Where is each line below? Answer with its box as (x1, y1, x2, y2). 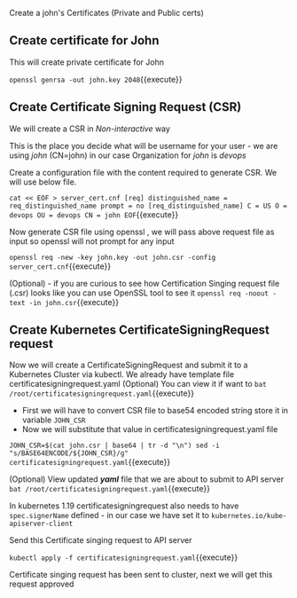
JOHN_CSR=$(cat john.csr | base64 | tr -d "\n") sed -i (9, 441, 220, 451)
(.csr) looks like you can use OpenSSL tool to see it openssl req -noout (9, 287, 269, 298)
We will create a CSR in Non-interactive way (9, 123, 171, 134)
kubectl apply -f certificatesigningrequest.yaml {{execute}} (9, 552, 238, 563)
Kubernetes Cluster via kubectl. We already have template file (9, 369, 235, 380)
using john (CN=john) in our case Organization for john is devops (9, 150, 246, 161)
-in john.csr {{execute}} (28, 296, 120, 307)
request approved (9, 578, 74, 589)
